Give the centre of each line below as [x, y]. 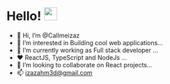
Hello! [24, 16]
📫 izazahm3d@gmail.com [54, 72]
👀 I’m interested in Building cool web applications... [90, 42]
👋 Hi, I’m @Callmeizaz [48, 35]
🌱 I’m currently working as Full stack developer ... [87, 50]
